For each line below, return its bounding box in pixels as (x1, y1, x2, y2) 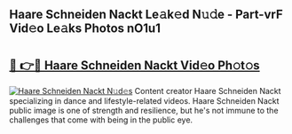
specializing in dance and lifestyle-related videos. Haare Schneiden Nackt (9, 96, 280, 106)
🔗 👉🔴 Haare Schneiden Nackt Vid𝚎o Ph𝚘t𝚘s (9, 58, 260, 73)
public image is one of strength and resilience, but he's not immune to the (9, 106, 279, 115)
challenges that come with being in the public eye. (9, 114, 193, 125)
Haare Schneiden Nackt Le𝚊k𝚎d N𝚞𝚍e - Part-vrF (9, 7, 283, 22)
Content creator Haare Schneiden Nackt (134, 86, 281, 96)
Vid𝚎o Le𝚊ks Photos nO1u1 (9, 21, 162, 36)
